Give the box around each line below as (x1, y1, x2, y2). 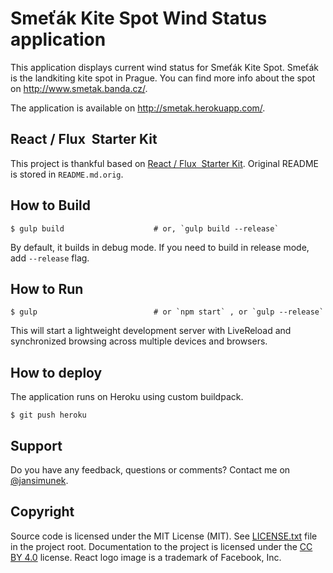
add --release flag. (10, 252, 90, 264)
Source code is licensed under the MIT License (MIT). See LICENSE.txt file (10, 530, 318, 542)
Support (10, 437, 63, 454)
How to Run (10, 280, 84, 297)
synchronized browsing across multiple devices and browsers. (10, 335, 268, 347)
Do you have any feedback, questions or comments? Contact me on (10, 464, 291, 476)
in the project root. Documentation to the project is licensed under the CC (10, 540, 313, 552)
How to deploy (10, 364, 103, 381)
